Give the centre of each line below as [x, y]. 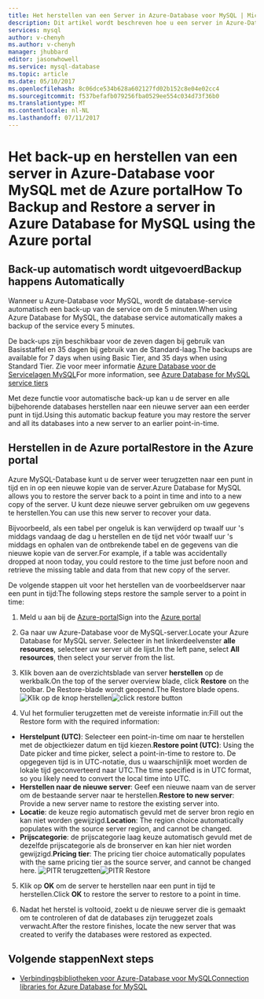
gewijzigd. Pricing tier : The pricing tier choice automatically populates [132, 853]
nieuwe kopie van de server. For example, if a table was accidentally [118, 553]
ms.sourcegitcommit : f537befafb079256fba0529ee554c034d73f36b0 [114, 96]
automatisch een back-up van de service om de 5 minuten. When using [123, 309]
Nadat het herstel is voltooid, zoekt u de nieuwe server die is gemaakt [132, 909]
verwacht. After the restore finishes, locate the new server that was [128, 926]
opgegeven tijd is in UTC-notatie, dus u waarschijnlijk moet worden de [133, 761]
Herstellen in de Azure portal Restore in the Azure [131, 448]
